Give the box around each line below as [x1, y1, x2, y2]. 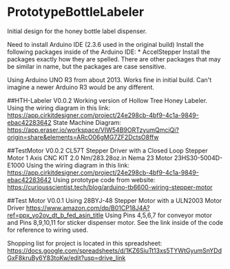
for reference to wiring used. [7, 226, 88, 234]
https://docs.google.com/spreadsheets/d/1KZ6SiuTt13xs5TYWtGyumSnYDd [7, 246, 222, 255]
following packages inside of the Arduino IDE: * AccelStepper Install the [7, 48, 211, 56]
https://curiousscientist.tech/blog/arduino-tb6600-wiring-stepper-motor [7, 183, 213, 191]
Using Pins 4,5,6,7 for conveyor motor [105, 211, 212, 219]
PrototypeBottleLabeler [7, 4, 145, 20]
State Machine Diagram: [52, 118, 122, 126]
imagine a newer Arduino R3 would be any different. [7, 83, 155, 91]
